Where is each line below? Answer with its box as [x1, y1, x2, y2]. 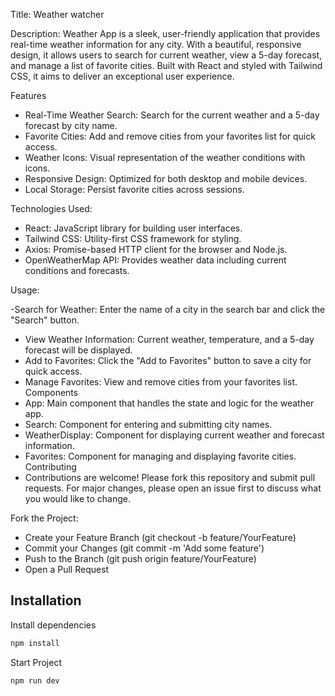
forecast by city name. [24, 120, 118, 131]
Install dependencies [10, 619, 97, 631]
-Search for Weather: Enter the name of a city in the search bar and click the [10, 304, 326, 315]
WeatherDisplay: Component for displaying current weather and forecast [24, 429, 325, 441]
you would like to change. [24, 493, 131, 504]
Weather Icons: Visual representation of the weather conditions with [24, 152, 306, 163]
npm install [10, 638, 60, 648]
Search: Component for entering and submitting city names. [24, 419, 273, 430]
